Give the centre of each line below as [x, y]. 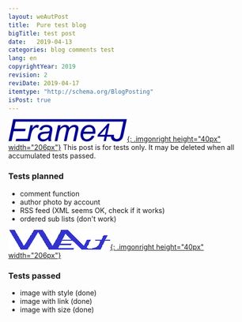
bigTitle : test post [42, 33]
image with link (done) [56, 301]
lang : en [23, 58]
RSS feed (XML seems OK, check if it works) [92, 210]
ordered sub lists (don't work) [68, 219]
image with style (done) [58, 293]
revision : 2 [28, 75]
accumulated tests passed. [52, 156]
